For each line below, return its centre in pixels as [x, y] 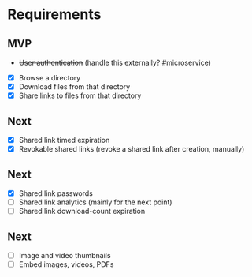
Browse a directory [50, 78]
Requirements [54, 15]
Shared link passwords [56, 193]
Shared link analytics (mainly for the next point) [95, 202]
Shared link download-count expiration [82, 211]
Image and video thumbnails [65, 255]
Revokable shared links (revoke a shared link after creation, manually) [132, 149]
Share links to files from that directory [80, 95]
